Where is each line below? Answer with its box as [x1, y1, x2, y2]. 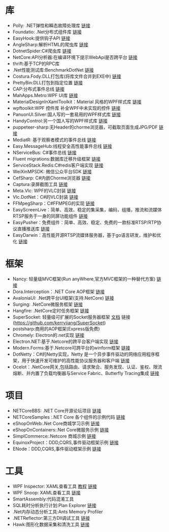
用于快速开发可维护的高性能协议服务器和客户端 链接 [21, 357, 130, 363]
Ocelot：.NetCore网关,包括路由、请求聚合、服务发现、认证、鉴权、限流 [12, 364, 162, 370]
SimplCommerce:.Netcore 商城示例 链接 [12, 433, 96, 439]
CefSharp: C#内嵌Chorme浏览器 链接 [12, 175, 91, 181]
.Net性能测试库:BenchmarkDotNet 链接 [12, 67, 94, 73]
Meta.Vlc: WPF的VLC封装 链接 [12, 187, 76, 194]
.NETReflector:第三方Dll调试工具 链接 [12, 515, 90, 521]
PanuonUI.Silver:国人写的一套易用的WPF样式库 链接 [12, 111, 121, 117]
